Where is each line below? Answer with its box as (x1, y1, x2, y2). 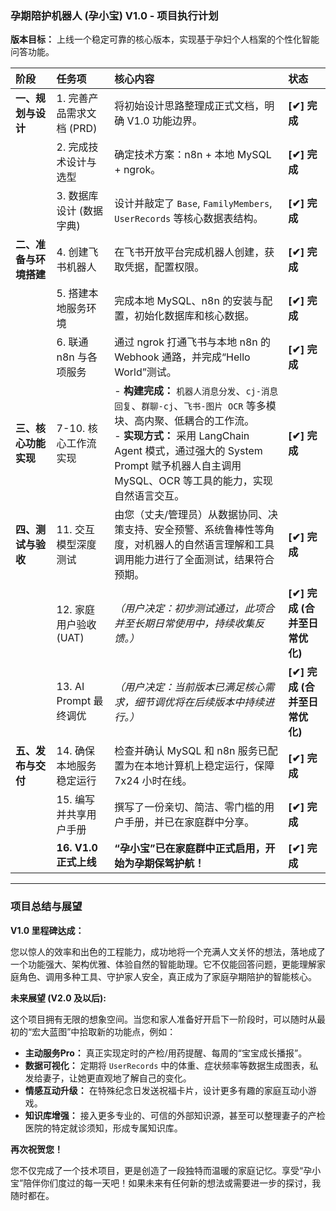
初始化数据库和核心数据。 (134, 309, 255, 323)
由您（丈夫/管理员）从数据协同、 (114, 508, 269, 522)
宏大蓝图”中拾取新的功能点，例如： (31, 1025, 177, 1037)
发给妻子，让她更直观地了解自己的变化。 (24, 1072, 192, 1084)
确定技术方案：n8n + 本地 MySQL (114, 148, 272, 162)
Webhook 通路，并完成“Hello (114, 350, 251, 364)
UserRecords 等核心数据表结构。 (114, 212, 264, 226)
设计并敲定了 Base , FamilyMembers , (114, 197, 273, 211)
